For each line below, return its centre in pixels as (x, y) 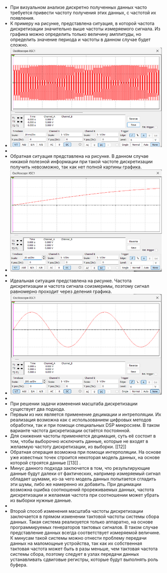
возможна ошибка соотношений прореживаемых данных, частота (82, 490)
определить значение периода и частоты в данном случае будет (80, 39)
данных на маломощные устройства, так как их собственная (76, 543)
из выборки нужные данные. (41, 500)
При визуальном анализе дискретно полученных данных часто (78, 7)
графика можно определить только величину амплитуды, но (75, 34)
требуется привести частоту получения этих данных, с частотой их (83, 13)
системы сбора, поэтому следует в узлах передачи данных (74, 554)
